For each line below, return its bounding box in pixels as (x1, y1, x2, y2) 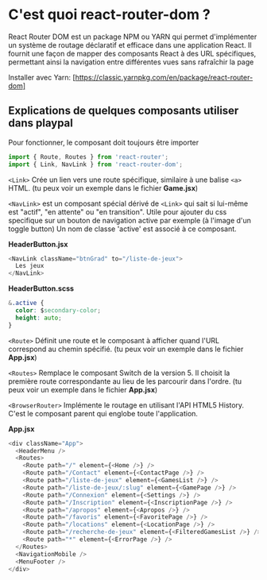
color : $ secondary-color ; (15, 307, 102, 315)
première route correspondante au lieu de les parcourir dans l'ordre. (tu (8, 376, 242, 386)
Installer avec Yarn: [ (8, 72, 75, 82)
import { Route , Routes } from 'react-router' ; (8, 153, 169, 160)
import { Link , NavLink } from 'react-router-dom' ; (8, 160, 183, 168)
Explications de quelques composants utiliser (8, 104, 239, 118)
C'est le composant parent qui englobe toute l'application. (8, 408, 199, 418)
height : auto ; (15, 314, 62, 322)
